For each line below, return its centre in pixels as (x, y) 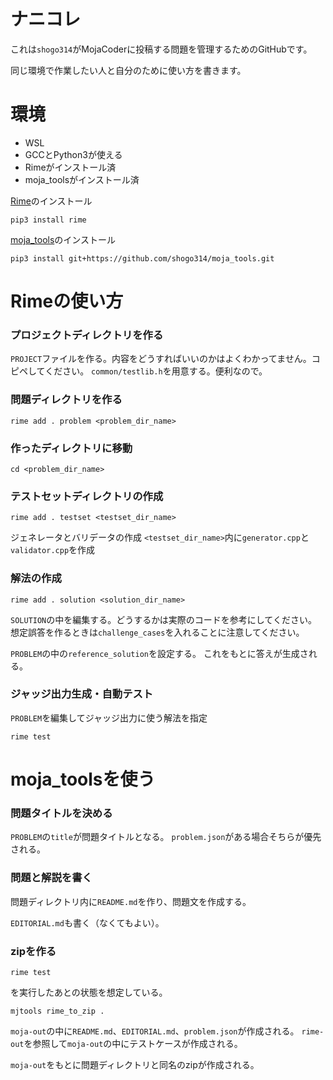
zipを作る (33, 951)
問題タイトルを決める (61, 813)
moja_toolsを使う (83, 779)
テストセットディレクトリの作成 (87, 496)
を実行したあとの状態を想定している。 (89, 992)
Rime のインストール (51, 201)
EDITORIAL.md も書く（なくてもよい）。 (87, 922)
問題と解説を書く (51, 878)
